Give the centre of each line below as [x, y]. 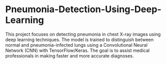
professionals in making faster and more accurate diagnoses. [70, 56]
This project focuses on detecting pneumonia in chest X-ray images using [83, 34]
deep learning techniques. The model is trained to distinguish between [80, 40]
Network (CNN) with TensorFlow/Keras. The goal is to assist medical [77, 50]
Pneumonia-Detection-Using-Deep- [84, 9]
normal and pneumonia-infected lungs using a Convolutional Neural [77, 45]
